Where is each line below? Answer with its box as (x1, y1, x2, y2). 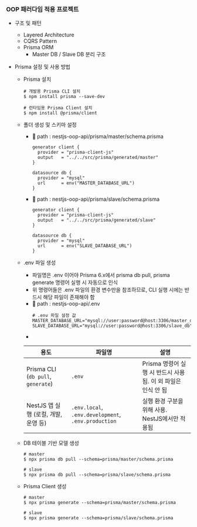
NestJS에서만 (142, 415, 179, 423)
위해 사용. (142, 406, 168, 414)
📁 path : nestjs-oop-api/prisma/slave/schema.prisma (32, 195, 160, 203)
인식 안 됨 (142, 386, 168, 394)
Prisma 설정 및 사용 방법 (14, 63, 70, 70)
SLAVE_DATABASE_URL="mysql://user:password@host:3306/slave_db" (32, 323, 193, 329)
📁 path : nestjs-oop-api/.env (32, 300, 100, 308)
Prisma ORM (23, 44, 54, 51)
